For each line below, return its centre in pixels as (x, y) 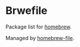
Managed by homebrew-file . (40, 38)
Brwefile (26, 11)
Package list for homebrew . (39, 27)
